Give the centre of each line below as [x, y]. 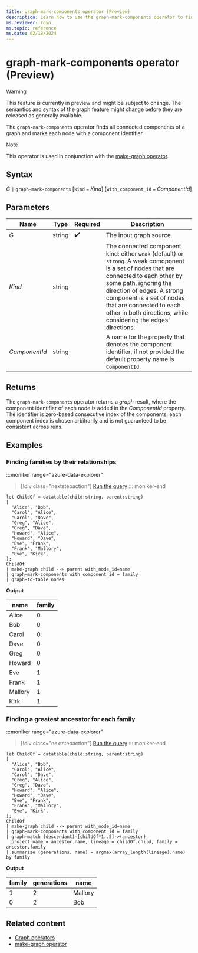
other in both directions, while [147, 312]
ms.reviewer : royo [29, 22]
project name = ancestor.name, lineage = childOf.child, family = [95, 842]
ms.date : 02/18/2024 [32, 34]
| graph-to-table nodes [35, 580]
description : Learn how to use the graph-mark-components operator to [95, 17]
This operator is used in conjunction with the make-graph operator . [88, 156]
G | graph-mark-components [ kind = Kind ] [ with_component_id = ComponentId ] [99, 189]
